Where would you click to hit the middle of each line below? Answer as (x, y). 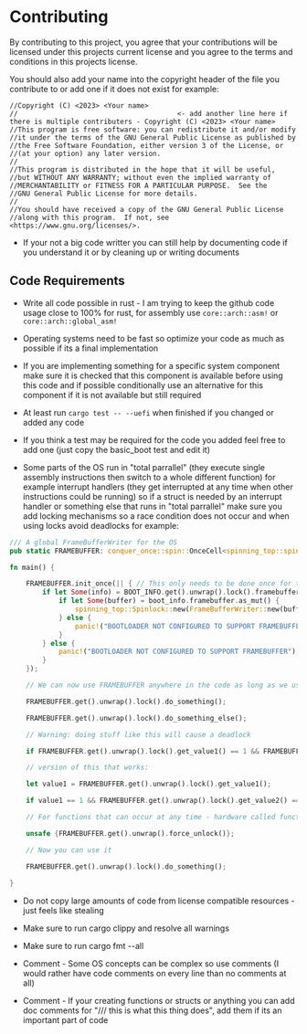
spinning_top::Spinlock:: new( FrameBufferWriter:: (171, 609)
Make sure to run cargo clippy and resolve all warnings (126, 928)
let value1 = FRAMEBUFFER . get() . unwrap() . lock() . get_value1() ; (149, 784)
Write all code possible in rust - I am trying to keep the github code (148, 302)
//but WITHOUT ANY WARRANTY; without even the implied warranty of (141, 177)
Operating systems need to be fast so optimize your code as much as (153, 338)
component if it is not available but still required (112, 395)
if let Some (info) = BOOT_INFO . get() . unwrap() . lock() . (149, 592)
